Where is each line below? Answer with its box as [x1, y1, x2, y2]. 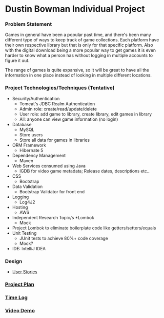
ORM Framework [12, 142, 46, 148]
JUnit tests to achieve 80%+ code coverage [19, 235, 108, 241]
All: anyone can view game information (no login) [19, 116, 118, 122]
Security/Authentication [12, 95, 60, 101]
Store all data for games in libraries [19, 137, 90, 143]
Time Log [5, 294, 28, 300]
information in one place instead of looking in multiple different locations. [5, 72, 152, 78]
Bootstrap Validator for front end [19, 188, 85, 194]
